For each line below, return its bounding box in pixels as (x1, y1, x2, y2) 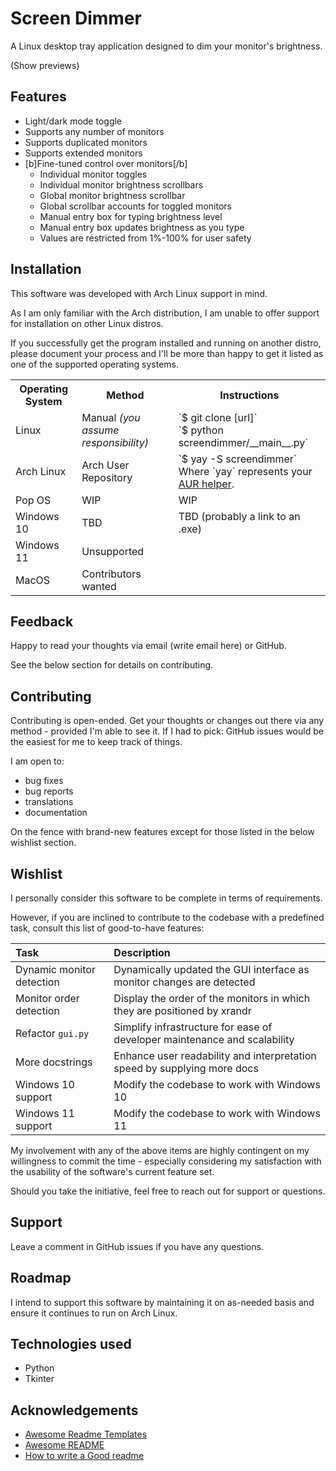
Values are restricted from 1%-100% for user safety (39, 232, 252, 244)
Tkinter (24, 1373, 55, 1385)
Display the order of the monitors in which (113, 992, 311, 1005)
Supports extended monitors (24, 147, 143, 159)
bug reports (24, 785, 74, 797)
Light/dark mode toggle (24, 115, 123, 127)
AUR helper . (178, 477, 235, 491)
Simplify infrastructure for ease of (113, 1020, 273, 1034)
